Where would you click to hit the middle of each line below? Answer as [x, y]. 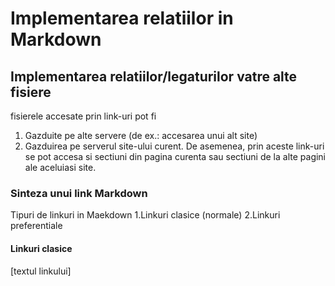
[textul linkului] [41, 271]
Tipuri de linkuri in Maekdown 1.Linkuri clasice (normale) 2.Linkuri [145, 215]
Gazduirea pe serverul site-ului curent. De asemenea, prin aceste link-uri [174, 146]
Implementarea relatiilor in [122, 18]
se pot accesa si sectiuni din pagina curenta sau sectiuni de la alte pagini [175, 156]
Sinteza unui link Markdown [79, 193]
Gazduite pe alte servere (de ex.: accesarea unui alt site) [141, 135]
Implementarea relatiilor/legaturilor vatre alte [154, 76]
